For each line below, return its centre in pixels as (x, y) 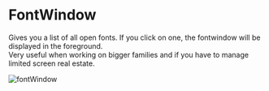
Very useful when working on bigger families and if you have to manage (129, 54)
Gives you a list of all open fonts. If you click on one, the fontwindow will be (134, 37)
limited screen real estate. (52, 63)
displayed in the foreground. (56, 45)
